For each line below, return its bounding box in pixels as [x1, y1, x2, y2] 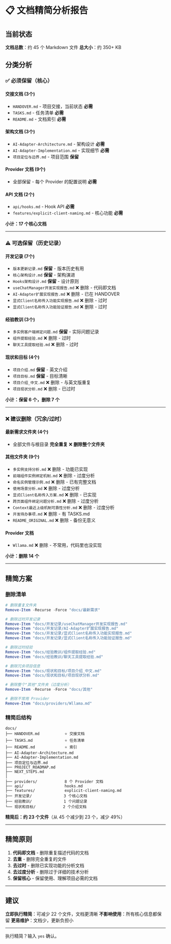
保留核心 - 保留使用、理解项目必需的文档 [12, 875, 98, 881]
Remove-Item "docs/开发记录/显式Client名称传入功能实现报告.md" [5, 631, 132, 636]
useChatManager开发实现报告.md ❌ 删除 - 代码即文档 [12, 284, 116, 291]
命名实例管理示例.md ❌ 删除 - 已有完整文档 [12, 478, 97, 485]
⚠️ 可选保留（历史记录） [5, 239, 65, 247]
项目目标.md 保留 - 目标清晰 [12, 373, 68, 379]
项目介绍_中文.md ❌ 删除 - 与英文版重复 [12, 379, 91, 385]
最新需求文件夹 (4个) [5, 429, 49, 435]
